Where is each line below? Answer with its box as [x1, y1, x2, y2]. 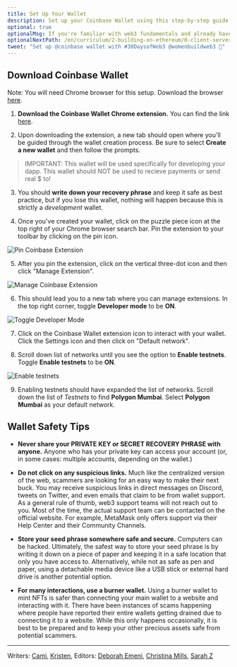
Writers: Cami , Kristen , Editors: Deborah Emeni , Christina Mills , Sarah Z [7, 651, 214, 660]
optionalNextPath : [7, 37, 61, 44]
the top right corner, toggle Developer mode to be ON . [17, 301, 177, 310]
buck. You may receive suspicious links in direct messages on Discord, [17, 483, 224, 492]
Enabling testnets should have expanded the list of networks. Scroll [17, 385, 214, 393]
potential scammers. [17, 631, 78, 639]
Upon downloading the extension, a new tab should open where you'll [17, 130, 221, 139]
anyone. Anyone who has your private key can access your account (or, [17, 447, 228, 456]
